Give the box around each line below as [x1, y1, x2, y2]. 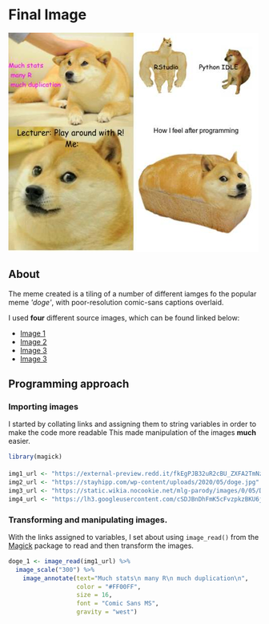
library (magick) [8, 453, 62, 461]
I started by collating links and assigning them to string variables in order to [8, 419, 257, 429]
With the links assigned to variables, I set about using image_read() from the [8, 532, 259, 541]
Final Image [8, 6, 86, 24]
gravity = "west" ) [76, 608, 138, 616]
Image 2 [19, 336, 47, 346]
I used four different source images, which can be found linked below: [8, 312, 240, 322]
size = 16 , [76, 591, 113, 599]
